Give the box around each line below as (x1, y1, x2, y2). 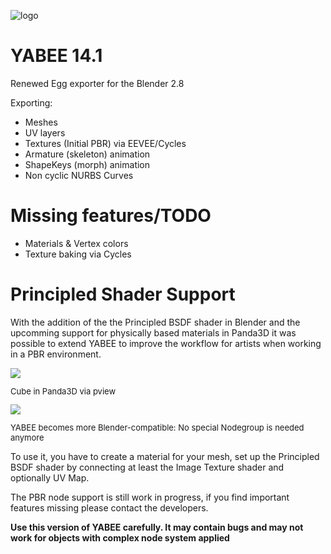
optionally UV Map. (10, 471, 90, 484)
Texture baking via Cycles (24, 248, 132, 260)
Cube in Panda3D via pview (10, 385, 117, 397)
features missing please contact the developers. (10, 501, 209, 514)
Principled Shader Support (10, 283, 236, 306)
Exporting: (10, 96, 53, 109)
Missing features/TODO (10, 205, 212, 227)
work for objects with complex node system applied (10, 531, 230, 544)
